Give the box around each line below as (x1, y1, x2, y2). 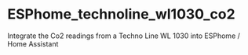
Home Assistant (7, 39, 59, 48)
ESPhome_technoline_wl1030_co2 (7, 5, 236, 23)
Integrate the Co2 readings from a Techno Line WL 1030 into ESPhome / (7, 31, 241, 40)
